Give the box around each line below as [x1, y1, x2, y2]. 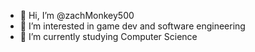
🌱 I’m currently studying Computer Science [19, 31, 198, 42]
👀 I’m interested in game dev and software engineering [19, 20, 246, 32]
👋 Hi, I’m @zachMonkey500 [19, 10, 135, 21]
